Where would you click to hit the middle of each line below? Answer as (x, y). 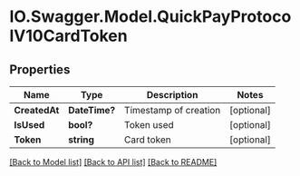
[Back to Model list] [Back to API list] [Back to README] (113, 162)
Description (172, 95)
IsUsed (29, 125)
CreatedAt (37, 110)
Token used (149, 125)
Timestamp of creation (172, 110)
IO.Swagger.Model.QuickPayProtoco (150, 17)
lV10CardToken (69, 36)
